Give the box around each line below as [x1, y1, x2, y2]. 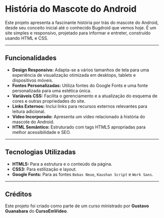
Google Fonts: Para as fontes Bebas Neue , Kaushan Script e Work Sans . [12, 171, 154, 177]
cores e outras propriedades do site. [12, 98, 85, 104]
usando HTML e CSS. [5, 35, 48, 41]
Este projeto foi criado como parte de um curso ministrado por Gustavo [5, 203, 149, 209]
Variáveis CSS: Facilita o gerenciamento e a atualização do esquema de [12, 93, 158, 99]
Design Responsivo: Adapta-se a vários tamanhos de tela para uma [12, 67, 149, 73]
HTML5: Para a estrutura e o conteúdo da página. [12, 161, 113, 167]
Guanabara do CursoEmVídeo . [5, 208, 68, 214]
